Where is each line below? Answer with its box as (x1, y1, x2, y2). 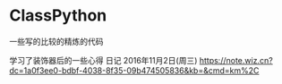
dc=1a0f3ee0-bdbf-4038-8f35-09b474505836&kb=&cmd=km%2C (9, 64, 260, 76)
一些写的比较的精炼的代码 (9, 36, 104, 46)
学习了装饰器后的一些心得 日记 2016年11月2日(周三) (9, 55, 198, 65)
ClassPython (9, 5, 107, 26)
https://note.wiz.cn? (199, 55, 273, 65)
